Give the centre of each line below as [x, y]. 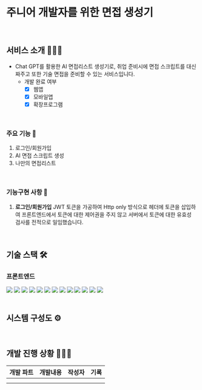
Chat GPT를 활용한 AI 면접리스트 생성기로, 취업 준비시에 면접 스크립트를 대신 [106, 66]
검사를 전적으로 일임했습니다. [49, 222]
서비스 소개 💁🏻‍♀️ [34, 50]
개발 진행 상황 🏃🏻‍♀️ [39, 354]
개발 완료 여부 [40, 81]
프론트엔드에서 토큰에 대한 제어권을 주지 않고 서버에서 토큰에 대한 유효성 [107, 214]
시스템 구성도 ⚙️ [34, 318]
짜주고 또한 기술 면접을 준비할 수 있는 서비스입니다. [75, 74]
